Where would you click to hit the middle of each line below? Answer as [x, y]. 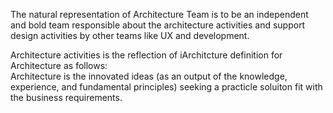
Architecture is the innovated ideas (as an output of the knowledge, [149, 76]
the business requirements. [66, 97]
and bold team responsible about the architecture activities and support [158, 25]
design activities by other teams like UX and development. [130, 35]
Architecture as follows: [59, 65]
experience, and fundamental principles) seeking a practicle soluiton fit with [166, 87]
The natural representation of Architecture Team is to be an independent [159, 14]
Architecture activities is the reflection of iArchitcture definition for [146, 55]
